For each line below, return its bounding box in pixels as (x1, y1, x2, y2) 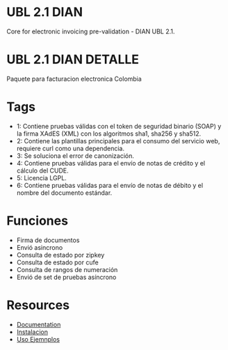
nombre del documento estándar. (16, 189, 113, 197)
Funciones (6, 213, 69, 228)
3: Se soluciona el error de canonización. (16, 151, 135, 160)
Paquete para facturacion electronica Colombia (6, 74, 142, 83)
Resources (6, 297, 70, 313)
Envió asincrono (16, 243, 63, 251)
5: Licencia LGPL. (16, 173, 67, 182)
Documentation (16, 320, 61, 328)
